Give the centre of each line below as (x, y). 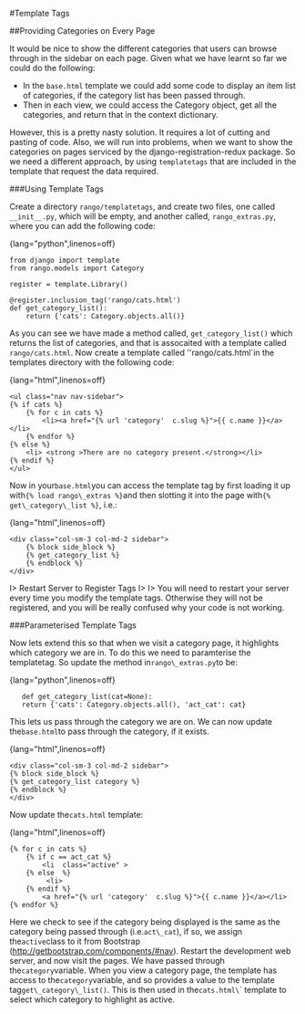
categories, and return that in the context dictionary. (120, 115)
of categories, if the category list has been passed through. (134, 95)
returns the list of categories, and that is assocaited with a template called (148, 343)
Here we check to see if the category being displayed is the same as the (145, 922)
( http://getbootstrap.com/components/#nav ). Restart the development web (150, 951)
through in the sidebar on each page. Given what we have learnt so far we (148, 58)
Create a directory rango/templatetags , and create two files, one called (142, 206)
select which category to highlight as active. (92, 999)
